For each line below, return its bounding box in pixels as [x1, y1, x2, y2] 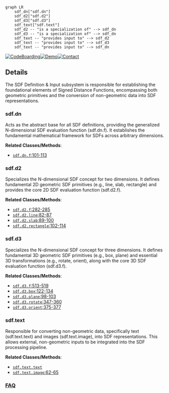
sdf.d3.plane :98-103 [12, 293, 57, 299]
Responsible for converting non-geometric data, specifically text [5, 328, 139, 334]
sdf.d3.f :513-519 [12, 282, 49, 288]
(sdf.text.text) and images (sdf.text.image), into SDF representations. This [5, 334, 158, 339]
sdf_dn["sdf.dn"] [14, 9, 51, 14]
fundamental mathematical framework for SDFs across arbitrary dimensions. [5, 133, 164, 139]
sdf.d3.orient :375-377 [12, 304, 62, 310]
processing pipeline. [5, 344, 48, 350]
